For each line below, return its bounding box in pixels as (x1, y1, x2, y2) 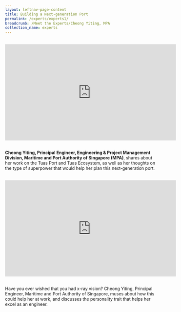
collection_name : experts (5, 25, 58, 30)
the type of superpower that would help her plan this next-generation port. (5, 165, 155, 171)
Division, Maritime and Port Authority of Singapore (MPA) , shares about (5, 155, 153, 161)
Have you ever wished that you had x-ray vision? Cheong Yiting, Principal (5, 286, 153, 291)
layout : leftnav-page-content (5, 7, 67, 12)
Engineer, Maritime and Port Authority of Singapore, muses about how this (5, 291, 155, 297)
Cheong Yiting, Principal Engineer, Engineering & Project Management (5, 150, 151, 156)
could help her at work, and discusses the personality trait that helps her (5, 296, 151, 302)
